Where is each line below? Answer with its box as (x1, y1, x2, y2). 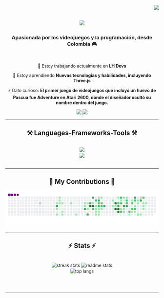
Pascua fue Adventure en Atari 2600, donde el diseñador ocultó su (13, 95, 151, 100)
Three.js (73, 78, 91, 84)
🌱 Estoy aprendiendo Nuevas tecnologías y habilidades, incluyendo (13, 73, 151, 78)
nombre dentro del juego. (56, 100, 108, 106)
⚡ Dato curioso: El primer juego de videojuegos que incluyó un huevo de (8, 88, 156, 94)
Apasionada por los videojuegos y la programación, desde (11, 34, 153, 41)
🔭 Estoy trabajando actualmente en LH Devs (38, 63, 126, 69)
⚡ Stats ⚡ (68, 242, 96, 250)
